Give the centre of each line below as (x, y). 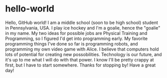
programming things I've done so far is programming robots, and (72, 43)
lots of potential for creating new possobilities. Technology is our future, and (83, 54)
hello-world (30, 9)
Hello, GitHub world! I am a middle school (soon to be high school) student (82, 22)
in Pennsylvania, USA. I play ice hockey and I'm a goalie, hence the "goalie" (83, 27)
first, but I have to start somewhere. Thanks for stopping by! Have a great (81, 65)
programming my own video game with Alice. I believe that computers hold (82, 49)
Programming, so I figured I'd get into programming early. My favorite (77, 38)
